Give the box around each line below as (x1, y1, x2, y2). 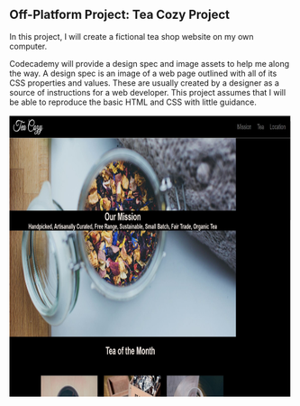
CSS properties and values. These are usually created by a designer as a (9, 77, 279, 88)
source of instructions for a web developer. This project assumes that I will (9, 87, 286, 97)
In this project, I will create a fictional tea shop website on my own (9, 31, 254, 42)
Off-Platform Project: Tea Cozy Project (9, 7, 230, 23)
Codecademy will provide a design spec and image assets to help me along (9, 58, 290, 69)
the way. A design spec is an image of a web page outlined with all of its (9, 68, 277, 78)
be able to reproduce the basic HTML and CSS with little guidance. (9, 97, 257, 107)
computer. (9, 41, 48, 51)
